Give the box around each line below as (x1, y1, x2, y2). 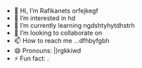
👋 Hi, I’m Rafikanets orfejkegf (13, 7, 98, 15)
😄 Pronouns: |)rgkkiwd (13, 46, 82, 55)
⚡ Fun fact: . (13, 54, 49, 62)
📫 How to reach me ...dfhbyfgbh (13, 37, 110, 44)
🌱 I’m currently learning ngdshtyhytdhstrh (13, 22, 135, 29)
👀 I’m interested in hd (13, 14, 76, 22)
